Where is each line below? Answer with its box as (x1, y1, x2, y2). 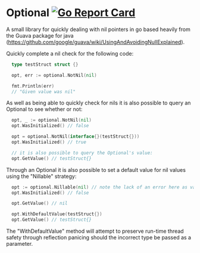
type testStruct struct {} (11, 61, 79, 67)
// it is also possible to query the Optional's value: (11, 150, 153, 156)
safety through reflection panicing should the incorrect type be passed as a (6, 234, 192, 241)
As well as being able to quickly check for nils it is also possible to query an (6, 99, 191, 107)
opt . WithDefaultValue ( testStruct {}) (11, 211, 102, 217)
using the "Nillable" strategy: (6, 172, 77, 180)
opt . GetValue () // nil (11, 200, 68, 206)
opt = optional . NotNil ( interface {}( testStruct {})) (11, 134, 140, 140)
